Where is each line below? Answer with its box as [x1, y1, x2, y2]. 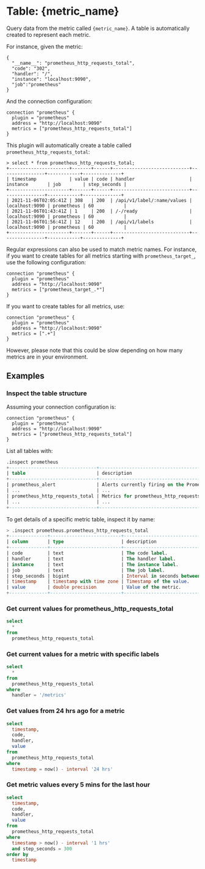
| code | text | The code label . [6, 550, 168, 556]
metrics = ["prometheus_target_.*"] [12, 286, 105, 293]
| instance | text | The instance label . [6, 561, 179, 567]
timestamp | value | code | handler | [12, 176, 192, 182]
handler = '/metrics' [12, 692, 67, 698]
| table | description [6, 470, 132, 477]
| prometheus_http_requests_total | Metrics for [6, 493, 132, 499]
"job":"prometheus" [12, 81, 62, 88]
